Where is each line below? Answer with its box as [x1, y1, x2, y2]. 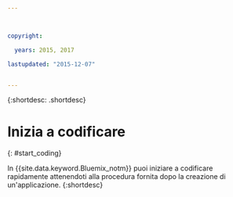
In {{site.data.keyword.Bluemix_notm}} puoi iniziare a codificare [7, 163, 213, 173]
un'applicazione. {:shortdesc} [7, 181, 104, 190]
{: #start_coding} [7, 149, 62, 158]
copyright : [7, 32, 43, 40]
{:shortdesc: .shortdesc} [7, 95, 87, 105]
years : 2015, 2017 [14, 46, 75, 54]
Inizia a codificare [7, 123, 126, 141]
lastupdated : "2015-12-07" [7, 60, 96, 68]
